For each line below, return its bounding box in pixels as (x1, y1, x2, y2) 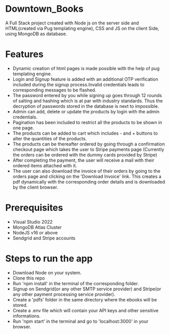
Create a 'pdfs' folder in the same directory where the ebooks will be (12, 296, 157, 302)
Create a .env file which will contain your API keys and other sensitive (12, 307, 159, 313)
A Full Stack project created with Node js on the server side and (5, 20, 139, 26)
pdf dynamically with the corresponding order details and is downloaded (12, 178, 165, 185)
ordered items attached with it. (12, 162, 77, 168)
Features (5, 49, 44, 60)
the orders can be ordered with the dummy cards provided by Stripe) (12, 151, 158, 158)
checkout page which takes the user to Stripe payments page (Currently (12, 146, 164, 153)
